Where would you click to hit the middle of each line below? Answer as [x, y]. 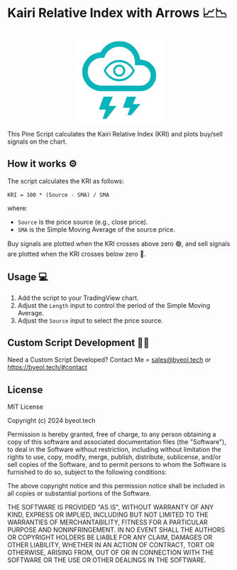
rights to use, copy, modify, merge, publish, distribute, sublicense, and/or [114, 457]
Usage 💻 [28, 277]
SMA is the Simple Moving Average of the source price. [96, 229]
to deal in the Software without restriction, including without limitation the [114, 450]
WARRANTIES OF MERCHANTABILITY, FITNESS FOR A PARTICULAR [108, 522]
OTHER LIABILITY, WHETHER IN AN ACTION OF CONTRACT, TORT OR [111, 545]
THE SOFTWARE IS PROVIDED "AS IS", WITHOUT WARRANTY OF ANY [111, 507]
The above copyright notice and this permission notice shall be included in [116, 486]
